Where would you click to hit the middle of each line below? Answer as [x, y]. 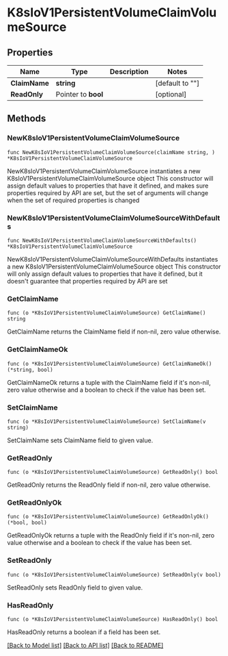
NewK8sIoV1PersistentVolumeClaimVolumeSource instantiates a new [104, 171]
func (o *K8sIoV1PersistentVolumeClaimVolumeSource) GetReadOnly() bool [113, 472]
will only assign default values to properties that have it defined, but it [105, 274]
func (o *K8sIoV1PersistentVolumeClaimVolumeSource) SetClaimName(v [106, 421]
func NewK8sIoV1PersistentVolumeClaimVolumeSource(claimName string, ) [111, 152]
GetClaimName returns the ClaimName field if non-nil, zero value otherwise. [114, 332]
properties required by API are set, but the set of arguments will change [108, 192]
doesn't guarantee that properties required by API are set [87, 281]
